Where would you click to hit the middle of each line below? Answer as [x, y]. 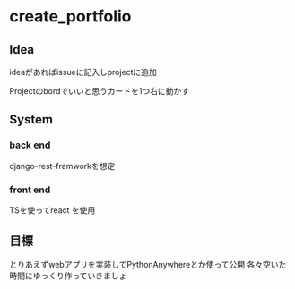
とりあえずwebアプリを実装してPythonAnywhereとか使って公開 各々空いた [148, 264]
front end [30, 190]
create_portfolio [70, 17]
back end [30, 145]
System [31, 119]
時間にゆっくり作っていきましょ [68, 276]
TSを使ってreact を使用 [52, 210]
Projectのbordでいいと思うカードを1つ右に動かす [100, 91]
